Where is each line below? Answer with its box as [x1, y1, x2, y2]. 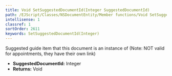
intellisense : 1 [5, 17, 40, 22]
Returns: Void [12, 66, 42, 72]
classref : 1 [5, 21, 31, 27]
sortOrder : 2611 [5, 27, 40, 32]
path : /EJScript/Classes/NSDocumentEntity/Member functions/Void [5, 12, 147, 17]
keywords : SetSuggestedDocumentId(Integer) [5, 31, 100, 36]
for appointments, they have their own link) [5, 50, 96, 57]
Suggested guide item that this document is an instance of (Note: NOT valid [5, 45, 165, 51]
